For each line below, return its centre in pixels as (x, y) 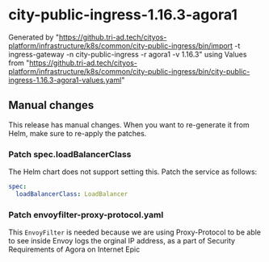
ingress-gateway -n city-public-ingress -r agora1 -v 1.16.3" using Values (128, 54)
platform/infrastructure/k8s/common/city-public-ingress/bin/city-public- (129, 71)
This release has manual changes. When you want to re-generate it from (129, 125)
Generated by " (34, 37)
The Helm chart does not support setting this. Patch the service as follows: (133, 172)
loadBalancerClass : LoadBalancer (72, 194)
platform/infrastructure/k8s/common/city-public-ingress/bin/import (120, 45)
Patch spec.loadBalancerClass (70, 154)
